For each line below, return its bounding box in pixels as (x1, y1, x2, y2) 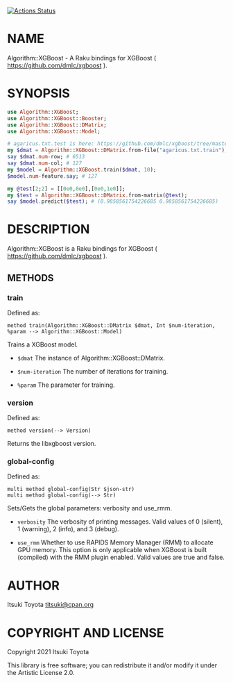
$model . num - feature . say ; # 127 (7, 172, 98, 180)
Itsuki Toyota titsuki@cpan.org (7, 601, 94, 609)
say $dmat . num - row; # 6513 (7, 153, 85, 160)
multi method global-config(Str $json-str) (7, 486, 135, 493)
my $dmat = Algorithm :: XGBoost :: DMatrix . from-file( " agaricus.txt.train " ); (7, 147, 228, 154)
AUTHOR (7, 577, 60, 593)
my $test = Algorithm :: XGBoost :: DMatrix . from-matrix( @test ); (7, 192, 188, 199)
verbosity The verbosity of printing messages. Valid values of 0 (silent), (17, 517, 223, 526)
